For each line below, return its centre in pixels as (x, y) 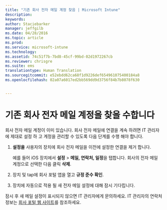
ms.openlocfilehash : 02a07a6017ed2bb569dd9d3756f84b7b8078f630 (72, 80)
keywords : (15, 19)
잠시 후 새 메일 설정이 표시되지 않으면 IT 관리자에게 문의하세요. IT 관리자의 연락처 (84, 196)
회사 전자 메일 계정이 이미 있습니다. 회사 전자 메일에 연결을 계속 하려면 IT (76, 130)
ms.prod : (14, 43)
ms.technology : (21, 52)
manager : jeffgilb (24, 29)
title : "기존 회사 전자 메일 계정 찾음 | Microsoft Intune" (63, 10)
